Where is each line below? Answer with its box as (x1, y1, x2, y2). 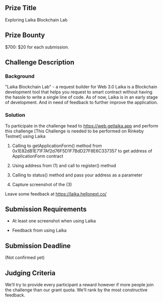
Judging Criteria (5, 269, 56, 277)
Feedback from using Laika (12, 227, 67, 234)
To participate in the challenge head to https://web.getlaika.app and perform (5, 123, 158, 129)
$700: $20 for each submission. (5, 44, 70, 50)
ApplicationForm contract (12, 153, 63, 159)
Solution (5, 112, 26, 119)
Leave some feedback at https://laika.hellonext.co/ (5, 191, 107, 197)
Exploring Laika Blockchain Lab (5, 17, 68, 22)
